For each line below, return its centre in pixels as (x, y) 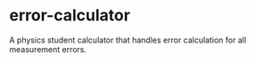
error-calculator (70, 15)
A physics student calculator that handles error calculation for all (128, 40)
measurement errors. (48, 49)
